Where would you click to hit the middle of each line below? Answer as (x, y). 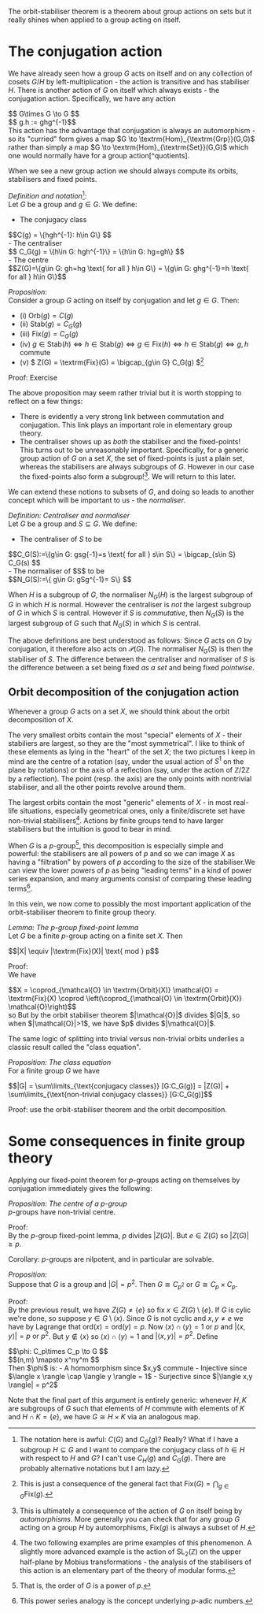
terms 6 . (20, 888)
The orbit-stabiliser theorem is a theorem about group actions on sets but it (130, 11)
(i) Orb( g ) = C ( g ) (46, 315)
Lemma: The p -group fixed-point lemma (73, 928)
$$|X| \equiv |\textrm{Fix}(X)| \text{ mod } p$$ (84, 951)
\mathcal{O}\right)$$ (42, 1007)
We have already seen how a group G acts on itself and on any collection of (130, 73)
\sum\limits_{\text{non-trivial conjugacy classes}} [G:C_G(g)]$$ (110, 1095)
